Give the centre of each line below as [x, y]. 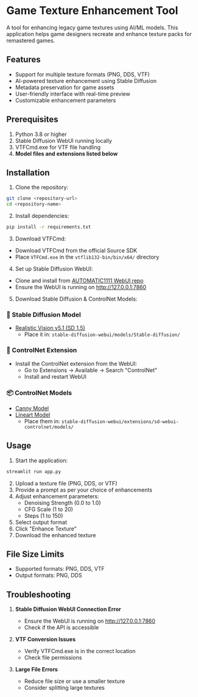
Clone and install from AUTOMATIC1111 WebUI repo [80, 281]
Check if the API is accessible [62, 627]
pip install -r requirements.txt [49, 227]
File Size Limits [35, 554]
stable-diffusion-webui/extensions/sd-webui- [120, 421]
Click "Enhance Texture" [46, 529]
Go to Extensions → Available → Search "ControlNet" [90, 370]
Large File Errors [36, 670]
